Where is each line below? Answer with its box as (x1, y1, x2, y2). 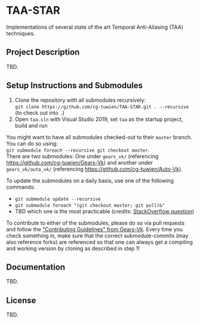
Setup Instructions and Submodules (6, 80, 143, 90)
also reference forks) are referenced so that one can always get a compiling (6, 238, 193, 246)
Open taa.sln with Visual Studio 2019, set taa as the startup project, (14, 115, 183, 123)
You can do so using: (6, 140, 58, 147)
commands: (6, 183, 36, 191)
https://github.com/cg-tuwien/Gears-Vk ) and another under (6, 159, 153, 166)
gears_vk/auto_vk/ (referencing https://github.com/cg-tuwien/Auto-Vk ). (6, 165, 183, 173)
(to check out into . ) (14, 109, 64, 116)
